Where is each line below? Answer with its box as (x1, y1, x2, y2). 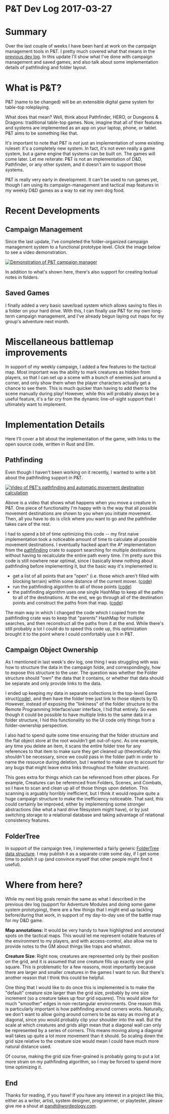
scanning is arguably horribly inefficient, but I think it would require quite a (5, 790, 160, 796)
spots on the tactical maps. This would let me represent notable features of (5, 932, 161, 939)
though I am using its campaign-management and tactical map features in (5, 182, 159, 188)
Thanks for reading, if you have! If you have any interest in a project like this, (5, 1092, 164, 1098)
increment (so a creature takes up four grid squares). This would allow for (5, 995, 158, 1001)
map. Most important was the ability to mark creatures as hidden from (5, 369, 150, 375)
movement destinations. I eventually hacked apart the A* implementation (5, 542, 156, 548)
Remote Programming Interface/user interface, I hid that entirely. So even (5, 706, 157, 712)
